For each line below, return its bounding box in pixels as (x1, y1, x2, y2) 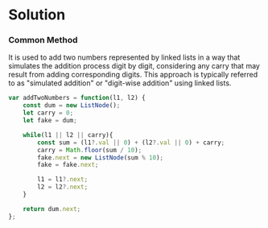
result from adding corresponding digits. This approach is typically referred (8, 70, 258, 80)
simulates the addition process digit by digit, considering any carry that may (8, 61, 260, 71)
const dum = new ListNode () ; (23, 102, 121, 110)
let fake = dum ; (23, 117, 78, 125)
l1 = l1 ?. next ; (37, 176, 89, 184)
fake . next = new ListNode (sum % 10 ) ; (37, 153, 163, 162)
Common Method (8, 35, 78, 46)
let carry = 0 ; (23, 109, 74, 118)
